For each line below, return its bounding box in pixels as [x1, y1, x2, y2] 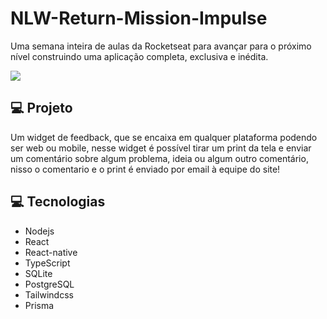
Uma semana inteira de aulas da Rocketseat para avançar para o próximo [10, 40, 312, 52]
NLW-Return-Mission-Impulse [10, 7, 268, 30]
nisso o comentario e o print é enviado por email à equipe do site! [10, 163, 281, 175]
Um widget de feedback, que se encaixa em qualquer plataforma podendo [10, 131, 318, 143]
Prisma [24, 299, 55, 311]
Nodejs [24, 225, 55, 237]
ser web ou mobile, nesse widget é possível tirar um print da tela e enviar [10, 142, 312, 154]
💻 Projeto [10, 100, 73, 117]
